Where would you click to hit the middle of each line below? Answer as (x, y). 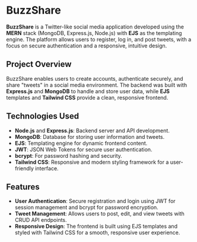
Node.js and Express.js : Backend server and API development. (92, 130)
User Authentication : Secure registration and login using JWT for (95, 201)
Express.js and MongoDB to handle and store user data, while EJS (88, 91)
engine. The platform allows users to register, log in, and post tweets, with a (99, 39)
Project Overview (39, 64)
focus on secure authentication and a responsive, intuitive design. (87, 46)
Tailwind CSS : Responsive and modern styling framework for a (92, 162)
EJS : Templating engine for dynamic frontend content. (81, 143)
